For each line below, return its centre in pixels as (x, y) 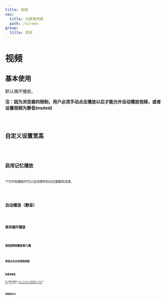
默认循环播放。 (20, 91)
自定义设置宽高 (24, 136)
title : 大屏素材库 (26, 19)
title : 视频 (17, 10)
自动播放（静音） (21, 205)
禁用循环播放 (15, 227)
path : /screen (24, 23)
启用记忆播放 (19, 166)
